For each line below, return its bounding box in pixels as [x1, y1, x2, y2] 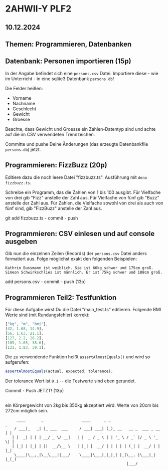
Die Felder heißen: [5, 85, 43, 91]
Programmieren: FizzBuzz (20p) [5, 161, 107, 169]
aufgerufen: [5, 359, 30, 365]
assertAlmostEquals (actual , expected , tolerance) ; [5, 369, 113, 374]
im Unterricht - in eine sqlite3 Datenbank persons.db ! [5, 76, 114, 82]
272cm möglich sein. [5, 407, 49, 413]
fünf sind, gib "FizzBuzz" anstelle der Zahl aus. [5, 205, 102, 211]
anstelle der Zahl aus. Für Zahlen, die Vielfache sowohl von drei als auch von [5, 200, 163, 206]
